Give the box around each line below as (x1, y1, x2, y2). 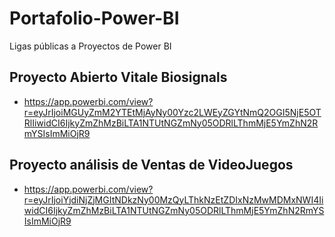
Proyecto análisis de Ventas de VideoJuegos (9, 157, 294, 174)
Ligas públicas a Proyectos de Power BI (9, 40, 172, 52)
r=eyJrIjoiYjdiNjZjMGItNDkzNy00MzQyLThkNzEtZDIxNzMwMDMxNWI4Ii (23, 193, 324, 206)
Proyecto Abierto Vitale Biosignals (9, 69, 228, 86)
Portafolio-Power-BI (9, 7, 180, 30)
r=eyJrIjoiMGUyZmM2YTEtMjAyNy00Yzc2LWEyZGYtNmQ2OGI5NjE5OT (23, 106, 322, 118)
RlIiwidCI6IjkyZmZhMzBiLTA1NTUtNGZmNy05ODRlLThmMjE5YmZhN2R (23, 117, 319, 129)
